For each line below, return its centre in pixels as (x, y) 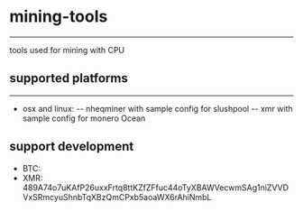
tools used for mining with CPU (67, 50)
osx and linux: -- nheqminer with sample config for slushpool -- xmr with (157, 108)
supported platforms (69, 78)
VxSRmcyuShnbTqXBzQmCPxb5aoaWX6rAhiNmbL (117, 197)
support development (72, 147)
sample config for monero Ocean (84, 118)
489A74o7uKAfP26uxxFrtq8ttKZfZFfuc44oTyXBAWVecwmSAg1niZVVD (156, 188)
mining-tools (59, 17)
